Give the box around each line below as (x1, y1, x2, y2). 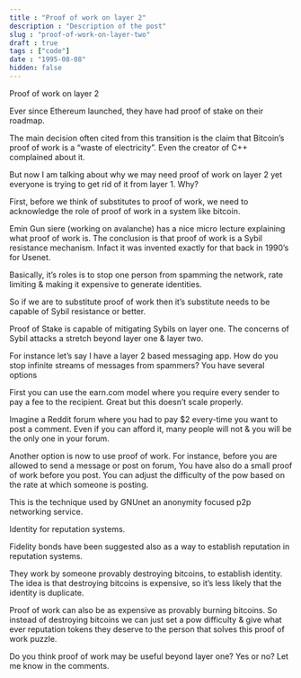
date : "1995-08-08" (9, 55, 87, 64)
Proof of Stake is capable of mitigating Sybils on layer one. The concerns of (9, 323, 289, 334)
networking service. (9, 506, 84, 517)
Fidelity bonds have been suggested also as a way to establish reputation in (9, 541, 290, 552)
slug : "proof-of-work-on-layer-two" (9, 30, 151, 39)
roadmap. (9, 114, 45, 126)
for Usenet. (9, 251, 51, 262)
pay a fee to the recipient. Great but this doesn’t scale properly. (9, 396, 244, 407)
